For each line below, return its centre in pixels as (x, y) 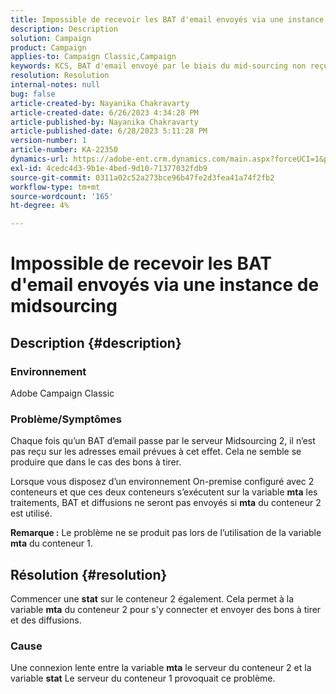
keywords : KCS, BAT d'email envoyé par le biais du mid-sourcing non (158, 66)
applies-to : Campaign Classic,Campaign (93, 57)
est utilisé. (31, 513)
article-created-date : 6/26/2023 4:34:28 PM (104, 112)
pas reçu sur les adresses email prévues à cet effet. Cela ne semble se (156, 452)
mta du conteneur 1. (51, 543)
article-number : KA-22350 (64, 150)
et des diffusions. (46, 620)
